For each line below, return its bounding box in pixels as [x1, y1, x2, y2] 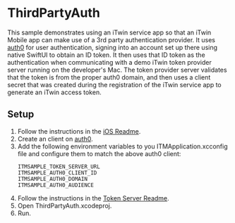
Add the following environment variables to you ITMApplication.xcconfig [17, 142, 228, 151]
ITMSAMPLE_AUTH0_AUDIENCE [17, 181, 94, 189]
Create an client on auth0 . [17, 134, 93, 143]
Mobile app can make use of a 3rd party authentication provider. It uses [7, 35, 215, 44]
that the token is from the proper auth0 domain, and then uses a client [7, 72, 211, 82]
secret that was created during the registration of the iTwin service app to [7, 80, 222, 89]
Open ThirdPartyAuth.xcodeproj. [17, 201, 112, 210]
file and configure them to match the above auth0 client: [17, 149, 181, 158]
